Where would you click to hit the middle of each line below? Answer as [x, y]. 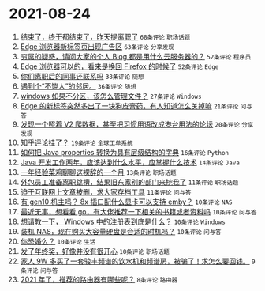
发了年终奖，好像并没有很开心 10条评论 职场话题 [95, 251]
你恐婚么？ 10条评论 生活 [58, 241]
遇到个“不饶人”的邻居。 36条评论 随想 [78, 86]
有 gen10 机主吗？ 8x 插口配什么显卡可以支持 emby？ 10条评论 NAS [126, 202]
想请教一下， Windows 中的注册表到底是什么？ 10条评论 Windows [123, 221]
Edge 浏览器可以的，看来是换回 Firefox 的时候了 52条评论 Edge [119, 66]
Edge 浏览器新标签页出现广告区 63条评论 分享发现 [97, 46]
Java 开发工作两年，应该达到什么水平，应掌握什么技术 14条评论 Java [130, 162]
